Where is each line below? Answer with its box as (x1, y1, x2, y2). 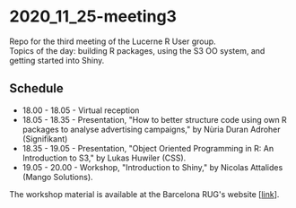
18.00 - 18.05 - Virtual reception (22, 105, 140, 116)
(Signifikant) (22, 133, 68, 144)
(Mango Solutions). (22, 171, 93, 182)
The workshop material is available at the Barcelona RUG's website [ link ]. (9, 188, 280, 199)
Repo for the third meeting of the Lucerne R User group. (9, 36, 217, 47)
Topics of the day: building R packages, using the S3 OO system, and (9, 45, 266, 56)
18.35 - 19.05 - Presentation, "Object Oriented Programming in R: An (22, 143, 274, 153)
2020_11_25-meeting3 (9, 6, 178, 27)
